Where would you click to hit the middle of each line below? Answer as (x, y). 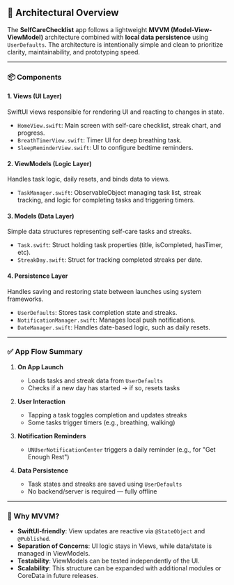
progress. (31, 133)
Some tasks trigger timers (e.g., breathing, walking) (101, 422)
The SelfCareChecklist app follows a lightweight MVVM (88, 29)
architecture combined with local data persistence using (127, 37)
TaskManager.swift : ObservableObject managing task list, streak (109, 193)
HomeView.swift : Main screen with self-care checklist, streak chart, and (119, 125)
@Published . (34, 539)
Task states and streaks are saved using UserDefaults (105, 484)
